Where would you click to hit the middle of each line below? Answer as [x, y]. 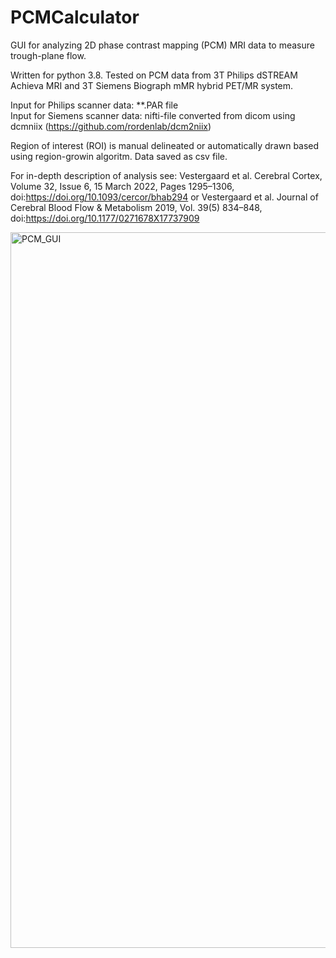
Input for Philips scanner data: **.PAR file [94, 105]
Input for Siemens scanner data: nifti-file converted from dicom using [153, 115]
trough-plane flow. [48, 55]
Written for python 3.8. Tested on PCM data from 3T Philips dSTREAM [154, 75]
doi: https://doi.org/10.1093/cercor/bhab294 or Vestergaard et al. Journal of [164, 197]
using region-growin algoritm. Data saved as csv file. [119, 156]
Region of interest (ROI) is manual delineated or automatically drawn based [165, 145]
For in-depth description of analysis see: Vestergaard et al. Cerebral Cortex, [166, 175]
